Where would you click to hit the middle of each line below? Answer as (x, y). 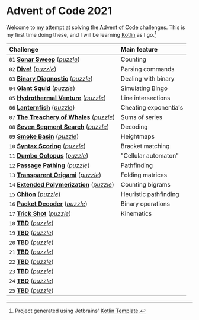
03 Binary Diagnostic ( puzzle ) (51, 78)
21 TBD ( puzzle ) (32, 252)
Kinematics (136, 213)
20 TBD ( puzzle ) (32, 242)
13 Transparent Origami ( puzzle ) (55, 175)
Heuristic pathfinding (150, 194)
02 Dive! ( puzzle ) (33, 69)
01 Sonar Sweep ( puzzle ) (44, 59)
